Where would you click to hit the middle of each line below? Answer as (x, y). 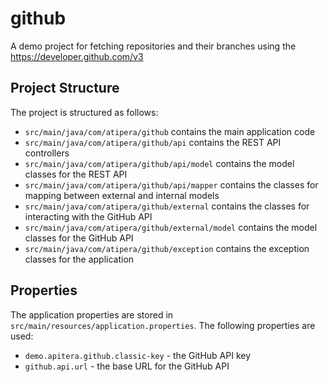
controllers (47, 153)
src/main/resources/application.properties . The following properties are (163, 325)
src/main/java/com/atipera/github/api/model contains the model (159, 163)
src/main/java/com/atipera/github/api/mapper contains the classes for (171, 184)
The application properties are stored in (92, 314)
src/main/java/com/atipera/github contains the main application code (170, 131)
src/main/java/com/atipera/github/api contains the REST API (153, 142)
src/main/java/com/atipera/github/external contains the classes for (167, 206)
